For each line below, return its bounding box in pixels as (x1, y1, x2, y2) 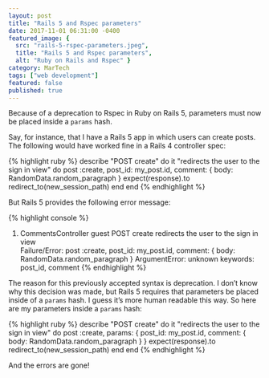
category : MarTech (8, 64, 70, 72)
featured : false (8, 79, 63, 87)
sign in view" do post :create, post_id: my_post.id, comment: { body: (8, 165, 234, 175)
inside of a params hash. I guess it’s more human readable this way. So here (8, 295, 257, 305)
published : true (8, 86, 63, 95)
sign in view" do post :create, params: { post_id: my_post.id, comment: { (8, 328, 247, 338)
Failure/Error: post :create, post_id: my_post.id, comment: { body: (19, 246, 235, 255)
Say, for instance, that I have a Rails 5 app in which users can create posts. (8, 132, 256, 142)
